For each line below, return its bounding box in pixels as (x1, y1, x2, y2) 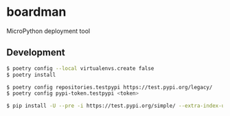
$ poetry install (6, 71, 56, 78)
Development (6, 47, 66, 58)
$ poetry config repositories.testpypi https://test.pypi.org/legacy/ (6, 84, 213, 91)
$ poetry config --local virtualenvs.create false (6, 65, 154, 72)
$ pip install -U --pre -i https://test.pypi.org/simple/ (6, 102, 176, 110)
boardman (6, 4, 67, 20)
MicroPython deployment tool (6, 27, 91, 35)
